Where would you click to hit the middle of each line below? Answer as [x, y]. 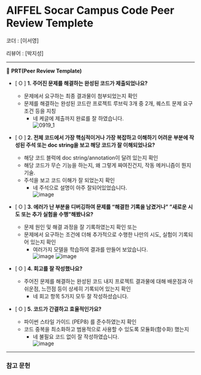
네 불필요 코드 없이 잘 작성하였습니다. [76, 337]
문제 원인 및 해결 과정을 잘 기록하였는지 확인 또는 [80, 227]
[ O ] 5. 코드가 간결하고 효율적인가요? [58, 309]
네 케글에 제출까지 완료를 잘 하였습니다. [78, 118]
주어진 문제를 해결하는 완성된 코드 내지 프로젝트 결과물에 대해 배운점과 [105, 281]
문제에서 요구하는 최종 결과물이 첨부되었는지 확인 [80, 96]
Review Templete [50, 23]
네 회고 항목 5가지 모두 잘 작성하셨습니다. [80, 296]
